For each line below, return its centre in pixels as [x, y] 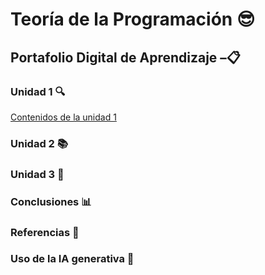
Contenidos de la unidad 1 [63, 117]
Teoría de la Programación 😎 [133, 19]
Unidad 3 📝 [37, 174]
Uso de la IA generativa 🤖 [72, 259]
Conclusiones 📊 [51, 201]
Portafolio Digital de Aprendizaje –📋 [125, 57]
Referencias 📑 [45, 232]
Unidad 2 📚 [39, 143]
